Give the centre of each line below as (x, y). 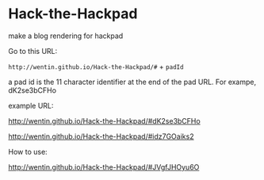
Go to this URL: (33, 51)
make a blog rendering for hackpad (66, 36)
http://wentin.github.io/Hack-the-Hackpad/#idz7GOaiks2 (101, 136)
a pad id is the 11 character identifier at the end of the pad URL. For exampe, (132, 82)
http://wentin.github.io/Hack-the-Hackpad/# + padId (96, 66)
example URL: (31, 105)
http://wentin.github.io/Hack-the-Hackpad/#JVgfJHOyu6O (104, 167)
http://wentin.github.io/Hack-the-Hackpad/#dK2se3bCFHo (104, 121)
